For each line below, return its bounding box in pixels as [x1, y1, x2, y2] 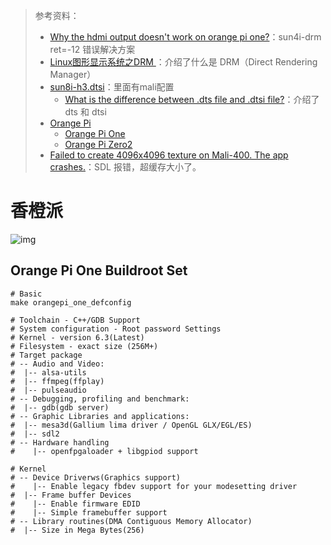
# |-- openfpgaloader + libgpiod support [10, 446, 199, 456]
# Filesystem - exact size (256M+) [10, 341, 159, 351]
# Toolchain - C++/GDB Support [10, 315, 141, 325]
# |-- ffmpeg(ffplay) [10, 376, 105, 386]
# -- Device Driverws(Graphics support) [10, 472, 182, 483]
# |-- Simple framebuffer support [10, 507, 168, 518]
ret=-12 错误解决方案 [49, 44, 136, 55]
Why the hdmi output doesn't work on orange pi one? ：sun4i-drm [49, 31, 322, 43]
